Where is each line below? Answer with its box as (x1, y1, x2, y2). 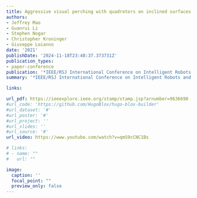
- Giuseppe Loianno (6, 42, 54, 48)
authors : (6, 14, 28, 20)
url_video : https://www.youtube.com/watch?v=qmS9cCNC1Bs (6, 134, 149, 141)
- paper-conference (6, 63, 54, 70)
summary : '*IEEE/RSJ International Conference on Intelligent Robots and (6, 74, 192, 80)
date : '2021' (6, 47, 38, 53)
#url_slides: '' (6, 124, 46, 129)
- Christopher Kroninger (6, 36, 67, 42)
